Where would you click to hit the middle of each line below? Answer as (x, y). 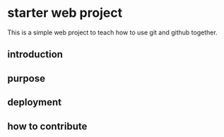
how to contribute (47, 126)
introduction (35, 54)
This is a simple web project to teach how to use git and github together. (112, 32)
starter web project (65, 13)
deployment (35, 102)
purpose (26, 78)
